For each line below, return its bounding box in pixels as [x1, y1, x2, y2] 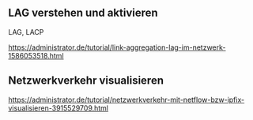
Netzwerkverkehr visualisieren [8, 74, 164, 88]
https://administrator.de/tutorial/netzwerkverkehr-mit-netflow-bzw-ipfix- [8, 95, 245, 104]
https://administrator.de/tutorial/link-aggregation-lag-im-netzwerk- [8, 43, 226, 52]
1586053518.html [8, 51, 65, 60]
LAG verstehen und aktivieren [8, 6, 158, 20]
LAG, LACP [8, 27, 44, 36]
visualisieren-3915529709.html [8, 103, 109, 113]
